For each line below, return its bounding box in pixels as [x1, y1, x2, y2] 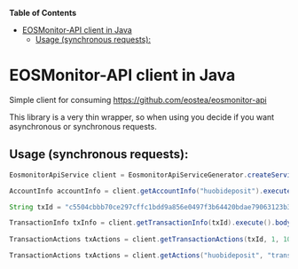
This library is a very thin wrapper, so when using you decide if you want [9, 111, 275, 123]
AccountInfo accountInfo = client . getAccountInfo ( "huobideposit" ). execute [9, 186, 292, 195]
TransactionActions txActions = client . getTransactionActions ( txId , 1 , [9, 235, 279, 244]
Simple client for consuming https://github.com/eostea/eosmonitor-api [9, 94, 268, 105]
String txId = [9, 202, 62, 211]
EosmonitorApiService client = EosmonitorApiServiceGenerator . [9, 170, 248, 179]
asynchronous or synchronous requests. [9, 121, 157, 131]
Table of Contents [9, 8, 77, 18]
